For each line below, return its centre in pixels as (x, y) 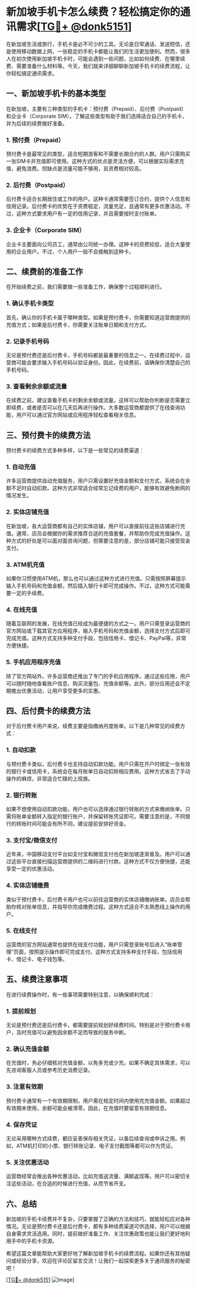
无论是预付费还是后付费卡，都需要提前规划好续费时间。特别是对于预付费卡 (96, 1025)
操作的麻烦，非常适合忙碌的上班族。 (50, 778)
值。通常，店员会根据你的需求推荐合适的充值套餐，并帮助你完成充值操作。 (96, 533)
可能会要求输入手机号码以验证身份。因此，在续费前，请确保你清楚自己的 (103, 363)
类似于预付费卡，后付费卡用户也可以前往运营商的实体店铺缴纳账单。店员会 (96, 899)
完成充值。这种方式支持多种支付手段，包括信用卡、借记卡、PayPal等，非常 (96, 638)
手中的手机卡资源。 (34, 1241)
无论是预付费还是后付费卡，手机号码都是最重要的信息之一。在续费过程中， (96, 355)
